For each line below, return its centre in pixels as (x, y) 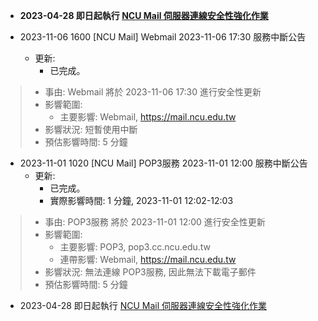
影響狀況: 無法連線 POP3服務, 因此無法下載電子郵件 (150, 272)
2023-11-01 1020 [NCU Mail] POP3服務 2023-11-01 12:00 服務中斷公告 (163, 163)
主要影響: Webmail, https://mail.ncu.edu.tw (148, 117)
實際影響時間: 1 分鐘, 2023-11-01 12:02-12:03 (141, 200)
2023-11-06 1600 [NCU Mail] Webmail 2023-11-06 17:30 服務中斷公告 (163, 37)
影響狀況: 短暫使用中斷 (91, 129)
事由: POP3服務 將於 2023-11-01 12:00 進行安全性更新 (155, 222)
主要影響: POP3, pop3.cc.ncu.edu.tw (135, 247)
